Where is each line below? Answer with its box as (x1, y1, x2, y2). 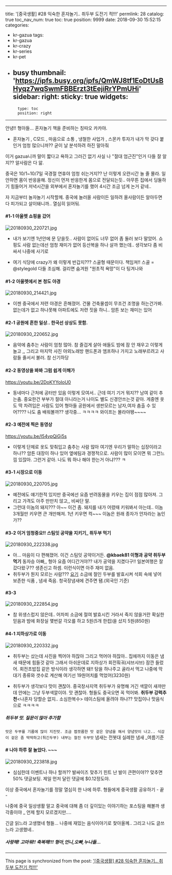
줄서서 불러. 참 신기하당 (22, 354, 69, 361)
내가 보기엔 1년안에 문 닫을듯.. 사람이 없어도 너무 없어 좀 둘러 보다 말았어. (12, 236, 158, 242)
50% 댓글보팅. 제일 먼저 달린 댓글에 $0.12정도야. (12, 775, 110, 781)
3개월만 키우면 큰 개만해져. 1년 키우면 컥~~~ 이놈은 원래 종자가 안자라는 (12, 510, 156, 517)
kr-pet (12, 54, 26, 59)
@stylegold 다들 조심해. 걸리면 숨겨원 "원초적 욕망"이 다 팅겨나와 (12, 266, 143, 272)
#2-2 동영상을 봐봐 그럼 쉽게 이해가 (5, 367, 75, 374)
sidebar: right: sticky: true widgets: (12, 93, 128, 101)
